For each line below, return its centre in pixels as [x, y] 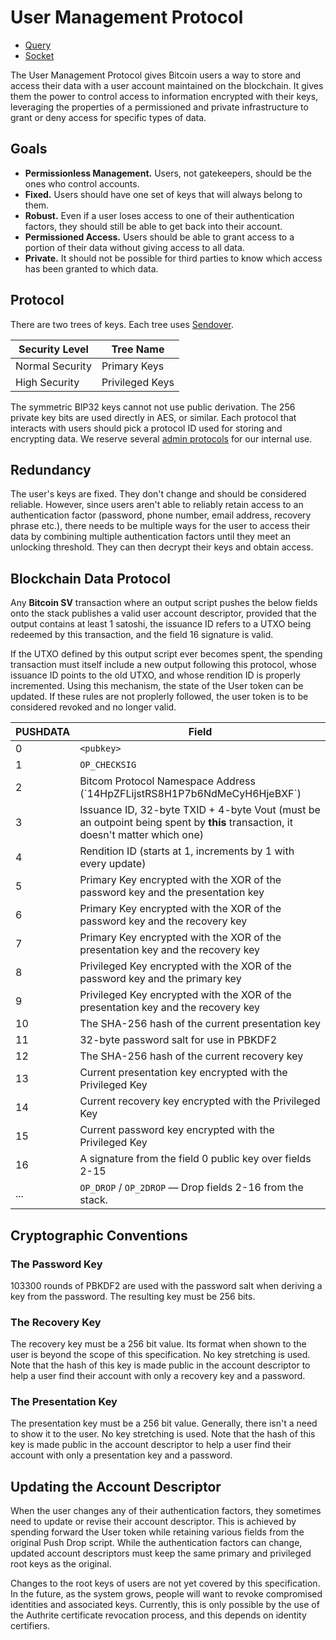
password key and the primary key [160, 979]
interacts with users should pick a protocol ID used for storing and [146, 428]
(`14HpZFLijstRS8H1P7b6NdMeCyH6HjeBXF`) [190, 794]
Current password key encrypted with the [177, 1130]
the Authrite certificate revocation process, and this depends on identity [158, 1615]
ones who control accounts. [82, 183]
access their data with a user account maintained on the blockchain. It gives [167, 85]
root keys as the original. [61, 1564]
